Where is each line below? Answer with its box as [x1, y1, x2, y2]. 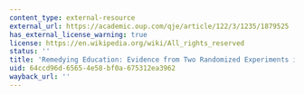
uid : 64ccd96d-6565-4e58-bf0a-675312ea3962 [9, 64, 176, 73]
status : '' [9, 47, 51, 56]
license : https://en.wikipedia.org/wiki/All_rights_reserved [9, 38, 245, 48]
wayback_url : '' [9, 72, 71, 81]
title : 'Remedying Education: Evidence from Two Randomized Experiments [9, 55, 290, 64]
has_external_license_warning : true [9, 30, 147, 39]
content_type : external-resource [9, 13, 136, 23]
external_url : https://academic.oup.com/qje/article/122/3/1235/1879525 [9, 22, 290, 31]
